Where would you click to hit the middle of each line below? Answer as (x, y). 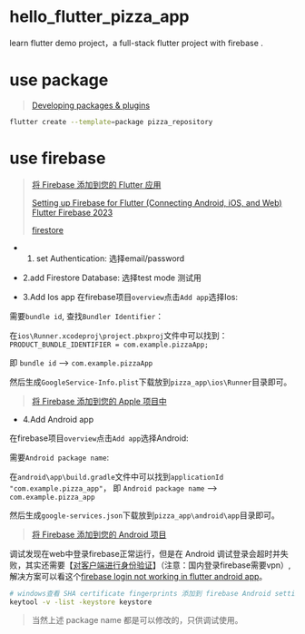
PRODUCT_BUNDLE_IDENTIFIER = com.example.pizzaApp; (109, 345)
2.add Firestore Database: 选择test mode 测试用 (112, 278)
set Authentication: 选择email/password (110, 258)
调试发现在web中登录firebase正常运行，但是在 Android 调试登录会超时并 (145, 553)
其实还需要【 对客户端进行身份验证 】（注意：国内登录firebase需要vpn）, (158, 565)
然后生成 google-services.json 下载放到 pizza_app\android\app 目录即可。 (144, 515)
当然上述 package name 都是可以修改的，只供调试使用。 (137, 620)
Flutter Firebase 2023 (72, 212)
